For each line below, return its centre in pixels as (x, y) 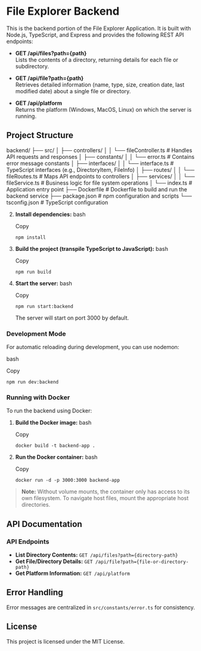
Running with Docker (38, 397)
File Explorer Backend (63, 11)
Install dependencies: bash (50, 214)
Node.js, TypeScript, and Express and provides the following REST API (95, 34)
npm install (30, 237)
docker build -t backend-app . (55, 446)
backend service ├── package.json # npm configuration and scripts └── (99, 196)
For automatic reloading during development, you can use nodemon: (93, 347)
